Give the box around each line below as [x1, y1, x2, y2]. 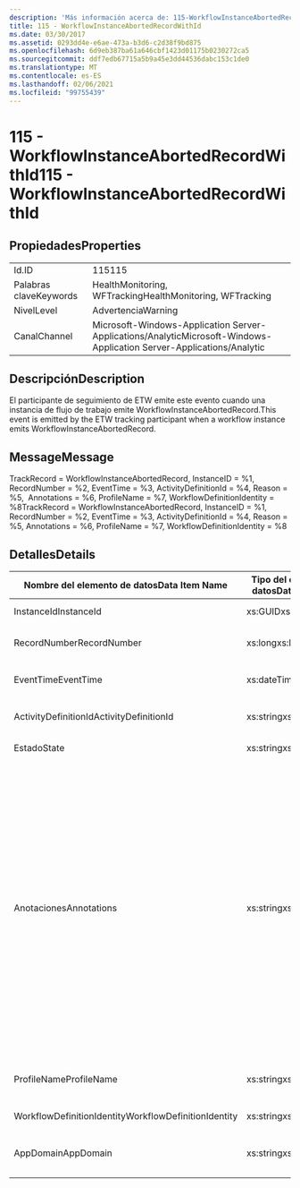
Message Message [9, 449, 114, 465]
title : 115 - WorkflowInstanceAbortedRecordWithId [9, 21, 202, 30]
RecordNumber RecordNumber [13, 637, 142, 649]
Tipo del [251, 573, 287, 585]
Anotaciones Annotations [13, 902, 118, 914]
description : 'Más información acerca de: [9, 13, 170, 22]
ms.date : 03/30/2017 [9, 30, 87, 38]
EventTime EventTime [13, 673, 103, 686]
